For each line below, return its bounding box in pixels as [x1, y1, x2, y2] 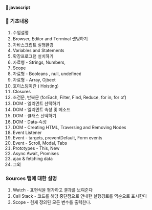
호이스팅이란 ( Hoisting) [12, 83, 59, 89]
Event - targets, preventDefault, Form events [12, 134, 103, 140]
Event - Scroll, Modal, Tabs [12, 140, 67, 146]
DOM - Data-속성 [12, 119, 47, 125]
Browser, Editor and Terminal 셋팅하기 [12, 35, 88, 42]
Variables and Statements [12, 47, 65, 53]
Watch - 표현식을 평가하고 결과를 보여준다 [12, 187, 93, 193]
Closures [12, 88, 31, 94]
